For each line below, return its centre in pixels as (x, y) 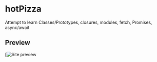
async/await (17, 27)
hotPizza (23, 9)
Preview (18, 43)
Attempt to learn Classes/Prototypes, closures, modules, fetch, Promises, (78, 22)
